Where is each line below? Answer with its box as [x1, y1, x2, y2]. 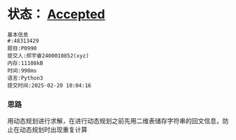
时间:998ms [7, 67, 37, 74]
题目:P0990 [7, 45, 37, 52]
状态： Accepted [7, 6, 105, 22]
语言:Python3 [7, 74, 44, 81]
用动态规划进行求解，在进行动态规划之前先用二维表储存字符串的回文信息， [7, 117, 223, 125]
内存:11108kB [7, 59, 44, 66]
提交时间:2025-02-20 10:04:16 [7, 82, 91, 89]
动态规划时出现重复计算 [19, 125, 88, 134]
